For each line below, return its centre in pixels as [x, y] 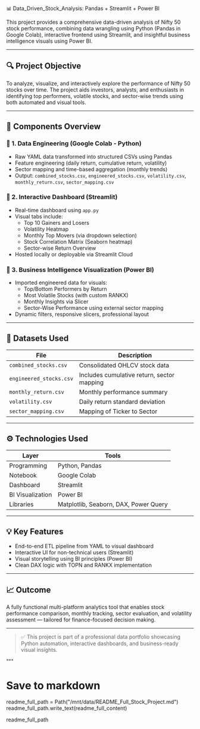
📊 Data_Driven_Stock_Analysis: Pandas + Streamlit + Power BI [83, 8]
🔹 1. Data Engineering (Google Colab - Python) [74, 143]
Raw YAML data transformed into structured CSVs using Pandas [93, 156]
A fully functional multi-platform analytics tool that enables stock [85, 607]
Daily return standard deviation [122, 401]
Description [135, 355]
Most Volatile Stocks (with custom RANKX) [76, 296]
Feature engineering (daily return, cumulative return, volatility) [91, 163]
